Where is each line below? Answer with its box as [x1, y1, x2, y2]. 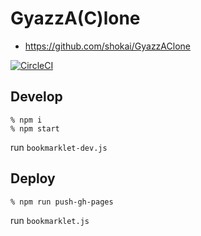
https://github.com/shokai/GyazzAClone [24, 40, 191, 52]
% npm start [10, 123, 60, 134]
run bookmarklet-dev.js [10, 141, 108, 153]
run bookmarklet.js [10, 214, 90, 226]
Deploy [10, 170, 56, 187]
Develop [10, 88, 63, 106]
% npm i [10, 115, 43, 125]
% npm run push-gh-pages [10, 197, 114, 207]
